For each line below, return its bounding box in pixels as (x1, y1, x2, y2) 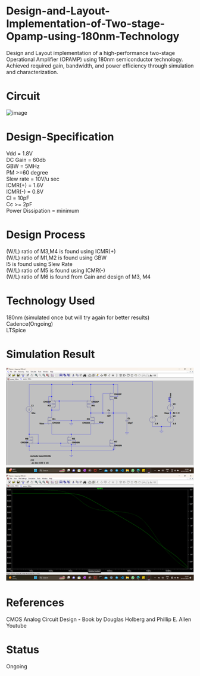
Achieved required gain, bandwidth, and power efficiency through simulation (6, 62, 194, 69)
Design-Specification (6, 130, 114, 144)
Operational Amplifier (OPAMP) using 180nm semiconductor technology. (6, 56, 183, 63)
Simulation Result (6, 347, 95, 361)
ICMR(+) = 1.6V (6, 181, 43, 189)
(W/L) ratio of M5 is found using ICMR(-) (6, 267, 105, 274)
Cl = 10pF (6, 194, 30, 201)
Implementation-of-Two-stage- (6, 17, 165, 30)
